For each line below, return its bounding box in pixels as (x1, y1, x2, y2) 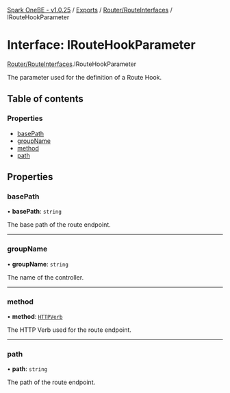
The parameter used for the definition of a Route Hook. (7, 73, 162, 81)
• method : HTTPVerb (7, 312, 63, 320)
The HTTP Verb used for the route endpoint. (7, 326, 132, 334)
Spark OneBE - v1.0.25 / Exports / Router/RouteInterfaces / (7, 6, 172, 14)
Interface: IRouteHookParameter (7, 37, 196, 53)
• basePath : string (7, 207, 62, 216)
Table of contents (7, 93, 84, 105)
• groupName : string (7, 260, 68, 268)
